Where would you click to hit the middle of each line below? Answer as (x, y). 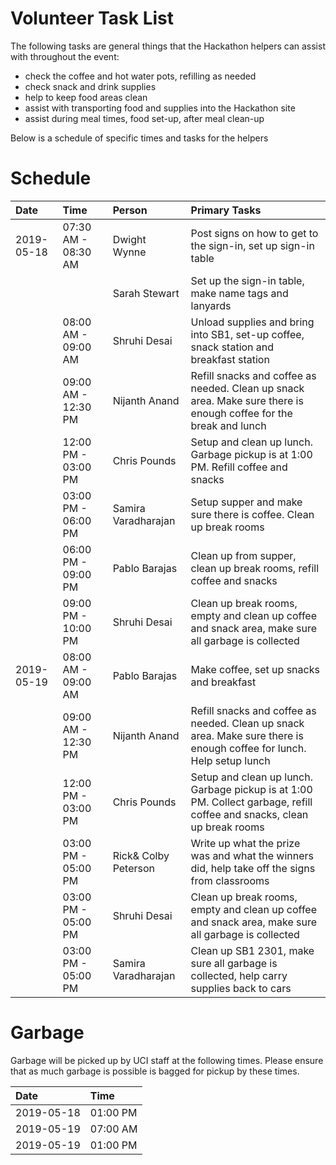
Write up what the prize (245, 843)
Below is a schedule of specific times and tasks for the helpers (139, 138)
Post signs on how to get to (254, 233)
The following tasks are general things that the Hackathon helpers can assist (168, 46)
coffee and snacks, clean (249, 814)
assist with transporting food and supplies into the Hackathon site (160, 108)
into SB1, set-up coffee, (247, 334)
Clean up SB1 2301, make (252, 950)
